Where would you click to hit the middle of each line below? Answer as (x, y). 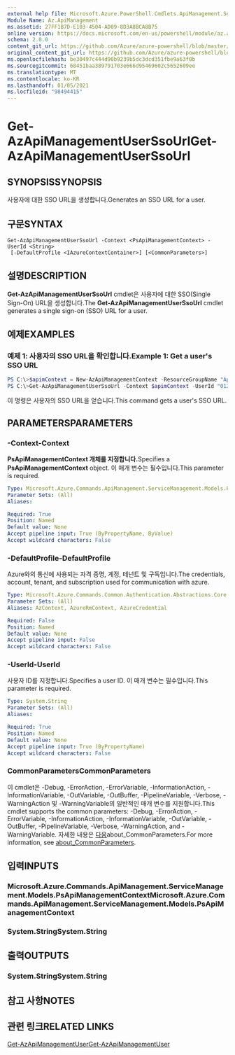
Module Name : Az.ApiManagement (53, 20)
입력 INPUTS (33, 866)
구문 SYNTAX (35, 224)
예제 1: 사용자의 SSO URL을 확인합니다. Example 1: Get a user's (110, 356)
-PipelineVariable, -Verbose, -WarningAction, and (109, 826)
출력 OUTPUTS (38, 956)
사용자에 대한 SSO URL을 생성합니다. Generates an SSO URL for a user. (106, 200)
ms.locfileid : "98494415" (45, 92)
